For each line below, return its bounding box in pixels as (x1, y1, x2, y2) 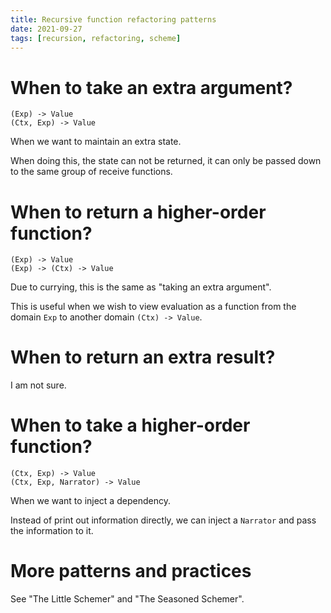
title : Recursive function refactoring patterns (10, 14, 217, 25)
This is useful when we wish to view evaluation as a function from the (10, 301, 297, 313)
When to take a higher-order (10, 414, 251, 437)
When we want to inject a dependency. (10, 495, 171, 507)
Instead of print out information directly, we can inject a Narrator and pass (10, 514, 317, 526)
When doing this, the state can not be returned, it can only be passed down (10, 155, 322, 167)
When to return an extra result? (10, 346, 276, 369)
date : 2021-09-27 (10, 24, 83, 34)
